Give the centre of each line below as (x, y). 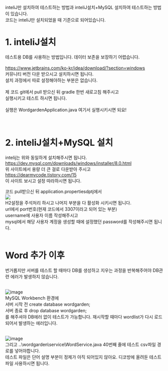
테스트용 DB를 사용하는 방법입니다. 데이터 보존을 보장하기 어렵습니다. (72, 57)
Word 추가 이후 (35, 256)
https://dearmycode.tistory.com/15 (41, 174)
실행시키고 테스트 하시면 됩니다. (36, 98)
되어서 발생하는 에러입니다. (31, 323)
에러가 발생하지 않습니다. (35, 276)
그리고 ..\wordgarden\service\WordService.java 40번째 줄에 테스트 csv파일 (81, 344)
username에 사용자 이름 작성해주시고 (42, 215)
